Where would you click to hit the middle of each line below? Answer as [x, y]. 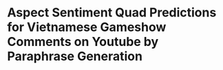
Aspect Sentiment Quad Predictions [112, 13]
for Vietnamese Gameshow [87, 27]
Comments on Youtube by [83, 42]
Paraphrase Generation [75, 57]
